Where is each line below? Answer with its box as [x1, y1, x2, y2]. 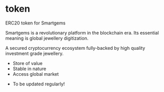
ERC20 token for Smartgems [5, 20, 66, 26]
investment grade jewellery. [5, 50, 64, 56]
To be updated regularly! [12, 81, 65, 87]
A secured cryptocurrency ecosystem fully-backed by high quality [5, 45, 146, 51]
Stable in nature [12, 66, 47, 72]
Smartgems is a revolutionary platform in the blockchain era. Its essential [5, 29, 159, 36]
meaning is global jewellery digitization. [5, 35, 89, 41]
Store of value [12, 60, 43, 66]
